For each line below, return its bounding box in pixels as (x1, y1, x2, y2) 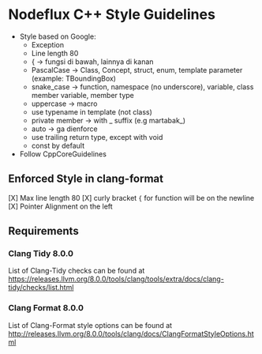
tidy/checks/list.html (8, 283, 74, 292)
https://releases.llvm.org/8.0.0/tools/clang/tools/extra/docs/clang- (8, 274, 225, 284)
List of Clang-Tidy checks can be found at (8, 266, 145, 276)
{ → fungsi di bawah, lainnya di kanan (31, 57, 154, 66)
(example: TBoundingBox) (31, 73, 117, 83)
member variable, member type (31, 90, 134, 100)
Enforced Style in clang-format (8, 172, 164, 186)
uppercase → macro (31, 99, 98, 108)
